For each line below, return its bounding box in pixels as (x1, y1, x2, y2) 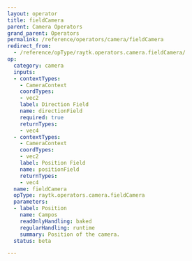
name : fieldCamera (13, 186, 68, 193)
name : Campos (20, 211, 58, 218)
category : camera (13, 62, 64, 69)
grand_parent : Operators (7, 29, 80, 37)
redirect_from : (7, 43, 52, 50)
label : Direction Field (20, 101, 89, 108)
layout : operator (7, 10, 58, 17)
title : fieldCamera (7, 17, 64, 24)
